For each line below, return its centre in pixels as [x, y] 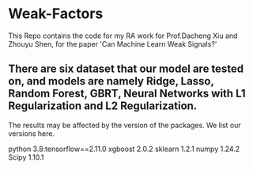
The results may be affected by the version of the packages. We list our [125, 125]
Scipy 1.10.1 [26, 157]
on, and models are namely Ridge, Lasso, [111, 81]
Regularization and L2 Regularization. [103, 106]
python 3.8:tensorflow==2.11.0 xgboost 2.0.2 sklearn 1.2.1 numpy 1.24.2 [124, 149]
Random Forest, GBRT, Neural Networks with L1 [127, 94]
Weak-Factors [56, 14]
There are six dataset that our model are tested [126, 69]
